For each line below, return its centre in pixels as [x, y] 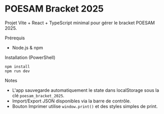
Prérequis [15, 38]
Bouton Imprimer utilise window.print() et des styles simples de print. [85, 106]
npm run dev [17, 71]
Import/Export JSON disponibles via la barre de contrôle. [71, 101]
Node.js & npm [28, 47]
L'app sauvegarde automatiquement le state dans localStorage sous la [86, 90]
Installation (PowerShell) [30, 57]
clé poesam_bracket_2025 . [38, 95]
